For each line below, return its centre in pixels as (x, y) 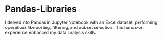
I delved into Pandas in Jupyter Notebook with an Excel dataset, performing (81, 22)
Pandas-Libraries (41, 9)
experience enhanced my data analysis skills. (51, 32)
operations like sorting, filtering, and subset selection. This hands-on (75, 27)
